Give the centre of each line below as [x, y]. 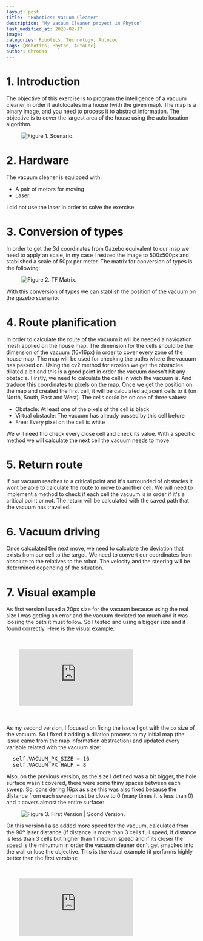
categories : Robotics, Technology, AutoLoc [62, 40]
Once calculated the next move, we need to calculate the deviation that [95, 549]
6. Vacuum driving [53, 532]
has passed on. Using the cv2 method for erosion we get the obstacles [95, 365]
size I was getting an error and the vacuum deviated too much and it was [97, 616]
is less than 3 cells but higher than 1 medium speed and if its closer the [95, 839]
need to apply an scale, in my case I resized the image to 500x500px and [98, 255]
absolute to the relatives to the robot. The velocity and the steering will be [98, 562]
